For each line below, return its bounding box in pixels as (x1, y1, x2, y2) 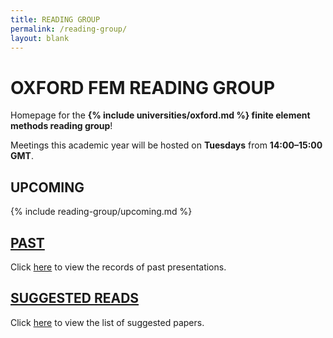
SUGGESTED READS (10, 290, 140, 307)
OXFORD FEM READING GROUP (10, 76, 276, 99)
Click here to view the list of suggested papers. (10, 316, 205, 328)
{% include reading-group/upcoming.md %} (10, 206, 193, 218)
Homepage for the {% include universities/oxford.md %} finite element (10, 109, 311, 121)
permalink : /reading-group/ (10, 24, 128, 34)
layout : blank (10, 33, 70, 43)
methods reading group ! (10, 120, 113, 132)
